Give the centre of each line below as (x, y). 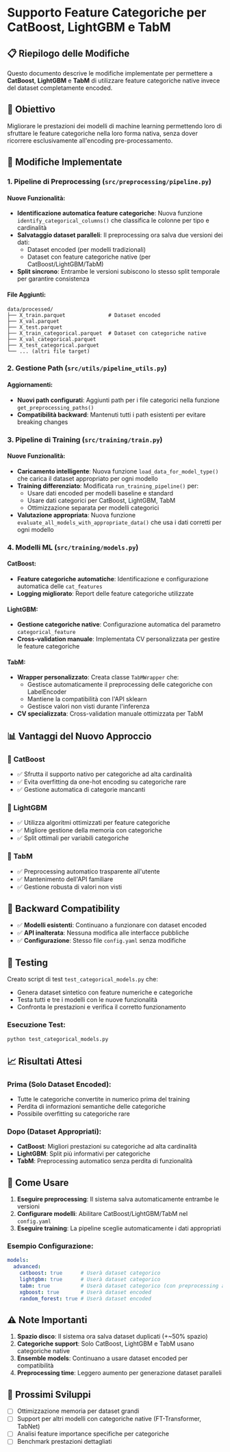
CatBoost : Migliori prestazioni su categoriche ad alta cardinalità (107, 1147)
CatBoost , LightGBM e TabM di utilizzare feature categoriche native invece (114, 81)
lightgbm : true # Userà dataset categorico (90, 1280)
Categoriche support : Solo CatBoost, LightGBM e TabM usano (106, 1344)
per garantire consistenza (53, 279)
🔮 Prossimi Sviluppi (49, 1394)
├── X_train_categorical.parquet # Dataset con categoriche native (107, 333)
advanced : (27, 1267)
